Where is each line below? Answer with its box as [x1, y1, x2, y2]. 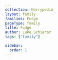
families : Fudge [5, 16, 38, 21]
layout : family [5, 12, 36, 17]
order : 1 [9, 47, 27, 53]
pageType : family [5, 20, 40, 26]
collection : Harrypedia [5, 7, 54, 12]
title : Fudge [5, 25, 32, 30]
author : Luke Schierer [5, 30, 51, 35]
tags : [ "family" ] [5, 35, 40, 40]
